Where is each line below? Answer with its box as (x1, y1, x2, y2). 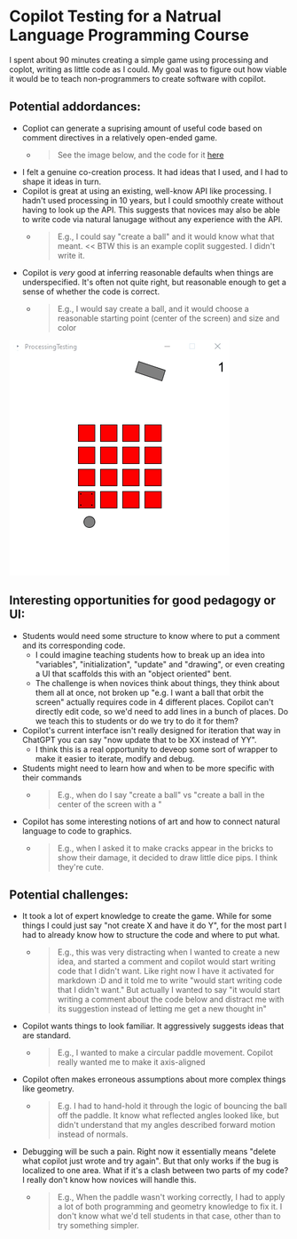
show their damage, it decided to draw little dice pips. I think (57, 851, 277, 863)
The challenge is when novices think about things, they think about (35, 677, 280, 688)
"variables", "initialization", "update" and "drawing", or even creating (35, 659, 285, 669)
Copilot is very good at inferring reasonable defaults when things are (21, 267, 274, 277)
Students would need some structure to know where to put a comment (21, 630, 281, 641)
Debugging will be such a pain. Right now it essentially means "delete (21, 1147, 277, 1157)
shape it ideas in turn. (21, 176, 102, 187)
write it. (57, 250, 86, 260)
